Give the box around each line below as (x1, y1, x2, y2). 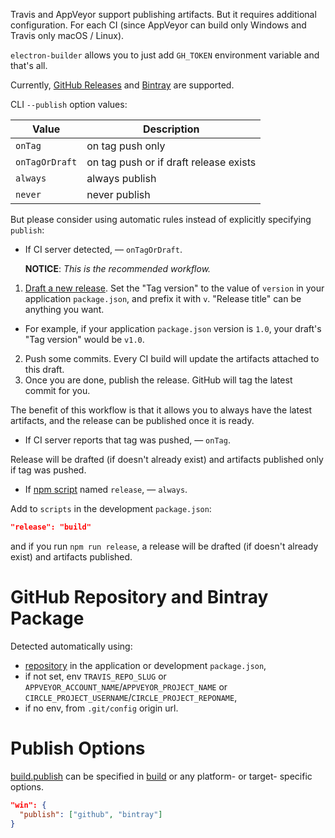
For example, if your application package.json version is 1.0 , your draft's (24, 323, 322, 334)
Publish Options (10, 737, 146, 759)
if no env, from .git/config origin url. (24, 702, 179, 714)
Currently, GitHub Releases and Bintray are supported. (10, 79, 235, 91)
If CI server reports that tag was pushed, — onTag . (24, 434, 231, 446)
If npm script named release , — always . (24, 484, 188, 495)
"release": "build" (10, 522, 92, 532)
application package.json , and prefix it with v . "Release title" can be (24, 293, 302, 304)
